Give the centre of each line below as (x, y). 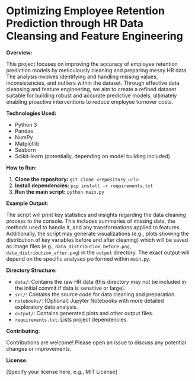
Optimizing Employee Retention (85, 11)
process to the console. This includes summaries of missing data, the (91, 221)
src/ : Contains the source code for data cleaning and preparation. (95, 294)
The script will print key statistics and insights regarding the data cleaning (96, 214)
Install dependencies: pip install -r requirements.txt (84, 185)
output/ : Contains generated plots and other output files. (84, 313)
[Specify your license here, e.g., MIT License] (62, 372)
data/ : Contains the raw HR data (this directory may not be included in (100, 281)
